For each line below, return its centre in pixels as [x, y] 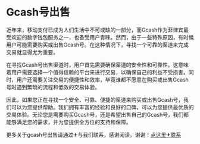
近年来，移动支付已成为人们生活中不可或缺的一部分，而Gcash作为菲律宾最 [98, 30]
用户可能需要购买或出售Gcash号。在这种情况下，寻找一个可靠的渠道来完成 [98, 45]
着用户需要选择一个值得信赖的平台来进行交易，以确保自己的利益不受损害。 [97, 72]
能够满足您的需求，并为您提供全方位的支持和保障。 [69, 122]
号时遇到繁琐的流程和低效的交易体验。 [53, 87]
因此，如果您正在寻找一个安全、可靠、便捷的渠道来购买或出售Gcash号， [95, 99]
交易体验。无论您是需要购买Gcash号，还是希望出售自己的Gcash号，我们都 [98, 114]
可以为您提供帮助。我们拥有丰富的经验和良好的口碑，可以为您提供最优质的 [102, 107]
